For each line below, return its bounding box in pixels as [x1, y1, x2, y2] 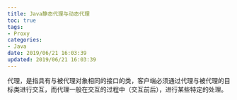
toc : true [7, 17, 37, 24]
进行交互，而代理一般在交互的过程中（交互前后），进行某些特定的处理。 [19, 85, 228, 94]
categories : [7, 37, 42, 44]
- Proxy [7, 30, 30, 37]
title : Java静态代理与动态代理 [7, 10, 90, 18]
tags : [7, 23, 23, 30]
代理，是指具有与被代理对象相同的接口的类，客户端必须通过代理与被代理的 [7, 76, 224, 85]
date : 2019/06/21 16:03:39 [7, 50, 87, 57]
